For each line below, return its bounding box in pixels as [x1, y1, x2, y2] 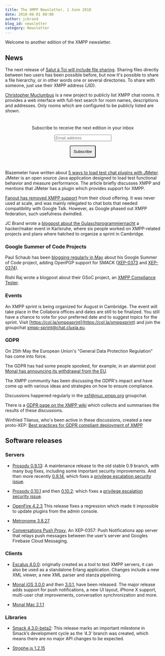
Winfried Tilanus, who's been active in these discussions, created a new [5, 417, 152, 423]
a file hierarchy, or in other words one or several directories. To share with [5, 77, 155, 83]
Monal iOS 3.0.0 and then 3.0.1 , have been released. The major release [12, 581, 156, 587]
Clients [5, 550, 23, 557]
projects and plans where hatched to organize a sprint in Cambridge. [5, 231, 144, 236]
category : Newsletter [5, 26, 50, 31]
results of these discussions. [5, 407, 64, 413]
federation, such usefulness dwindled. [5, 211, 83, 217]
